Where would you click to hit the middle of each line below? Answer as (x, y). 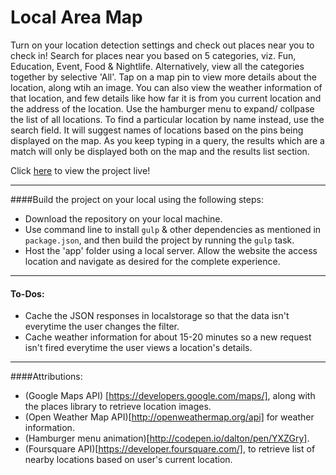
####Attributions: (46, 377)
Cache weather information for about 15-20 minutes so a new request (168, 337)
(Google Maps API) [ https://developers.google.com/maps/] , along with (170, 396)
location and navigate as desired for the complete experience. (152, 261)
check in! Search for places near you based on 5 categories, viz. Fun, (153, 55)
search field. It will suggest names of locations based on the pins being (157, 130)
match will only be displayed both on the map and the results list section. (160, 151)
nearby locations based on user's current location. (128, 460)
